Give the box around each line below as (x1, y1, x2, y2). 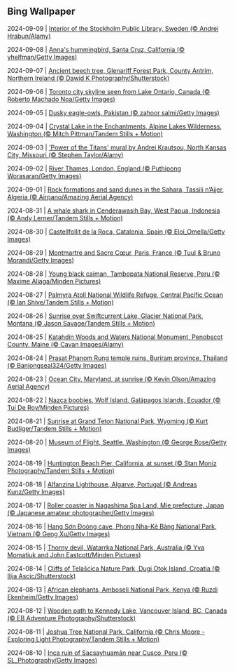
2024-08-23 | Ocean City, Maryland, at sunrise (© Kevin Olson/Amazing (7, 375, 216, 383)
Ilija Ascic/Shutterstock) (7, 571, 76, 580)
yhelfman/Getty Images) (7, 53, 78, 61)
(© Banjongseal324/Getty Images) (7, 361, 107, 369)
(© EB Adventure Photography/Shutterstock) (7, 613, 136, 622)
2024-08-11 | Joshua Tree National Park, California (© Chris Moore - (7, 627, 205, 636)
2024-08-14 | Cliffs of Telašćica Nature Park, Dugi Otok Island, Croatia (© (7, 564, 220, 573)
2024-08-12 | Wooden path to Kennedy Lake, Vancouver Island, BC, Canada (7, 606, 227, 615)
